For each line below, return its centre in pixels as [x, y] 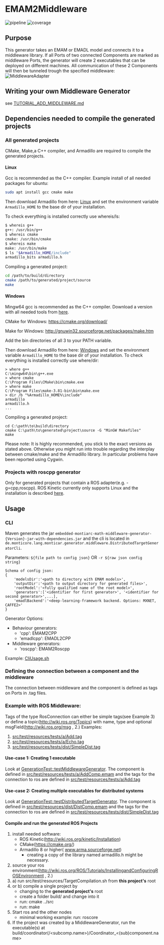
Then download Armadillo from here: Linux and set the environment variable [82, 202]
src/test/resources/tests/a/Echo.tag [48, 741]
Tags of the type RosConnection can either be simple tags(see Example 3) [80, 716]
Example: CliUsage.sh [27, 659]
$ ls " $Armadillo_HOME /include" [38, 253]
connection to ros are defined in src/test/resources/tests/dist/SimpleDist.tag [82, 812]
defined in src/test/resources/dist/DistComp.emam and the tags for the [77, 807]
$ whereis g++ [20, 226]
